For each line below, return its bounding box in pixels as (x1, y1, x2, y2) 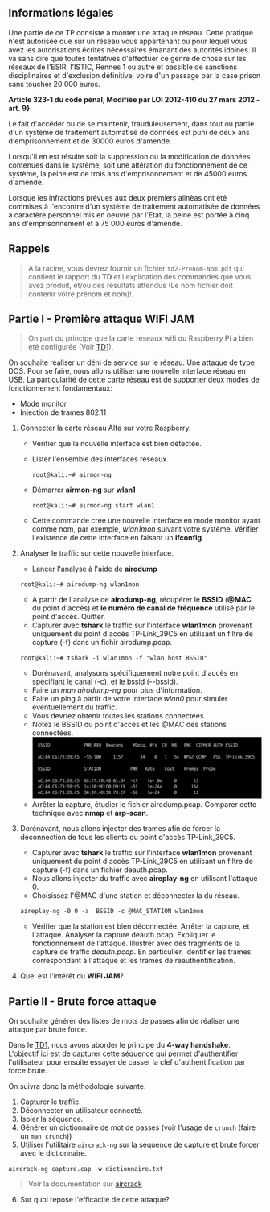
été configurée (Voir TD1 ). (27, 342, 114, 352)
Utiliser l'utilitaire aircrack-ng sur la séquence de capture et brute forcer (19, 1140, 260, 1149)
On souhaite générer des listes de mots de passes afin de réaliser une (8, 1016, 240, 1025)
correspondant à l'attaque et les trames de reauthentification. (31, 956, 235, 966)
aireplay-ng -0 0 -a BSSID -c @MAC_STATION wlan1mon (19, 908, 204, 916)
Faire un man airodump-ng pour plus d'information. (31, 685, 202, 695)
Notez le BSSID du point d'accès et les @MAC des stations (31, 720, 227, 730)
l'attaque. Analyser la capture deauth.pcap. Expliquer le (31, 930, 216, 940)
